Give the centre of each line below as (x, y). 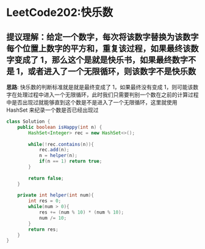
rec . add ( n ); (54, 150)
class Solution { (28, 121)
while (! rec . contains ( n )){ (61, 144)
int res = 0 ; (45, 201)
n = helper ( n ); (58, 156)
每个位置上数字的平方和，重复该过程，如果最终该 (99, 49)
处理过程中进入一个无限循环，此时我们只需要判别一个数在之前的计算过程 (108, 95)
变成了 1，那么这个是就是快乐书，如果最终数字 (101, 60)
